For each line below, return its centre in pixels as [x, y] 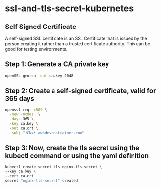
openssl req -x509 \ [26, 110]
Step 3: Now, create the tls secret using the [72, 148]
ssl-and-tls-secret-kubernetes [69, 9]
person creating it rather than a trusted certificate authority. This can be [78, 44]
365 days [20, 99]
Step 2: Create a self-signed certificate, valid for [80, 91]
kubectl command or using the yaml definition [77, 156]
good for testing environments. [36, 49]
